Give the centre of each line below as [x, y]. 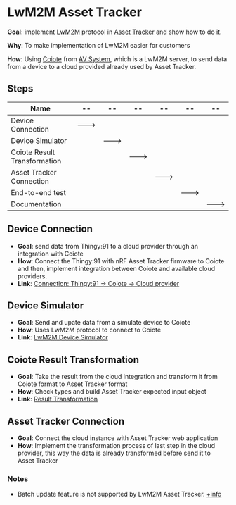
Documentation [36, 204]
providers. [32, 276]
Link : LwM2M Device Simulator [63, 337]
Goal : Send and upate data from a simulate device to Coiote [104, 323]
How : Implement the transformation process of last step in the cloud [116, 445]
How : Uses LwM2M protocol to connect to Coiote [89, 330]
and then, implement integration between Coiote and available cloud [116, 268]
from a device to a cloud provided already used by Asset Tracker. [102, 66]
